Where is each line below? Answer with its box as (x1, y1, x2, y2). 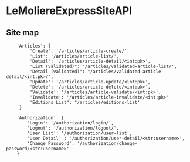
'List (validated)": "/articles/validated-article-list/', (29, 63, 177, 69)
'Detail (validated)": (29, 69, 85, 75)
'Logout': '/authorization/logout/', (27, 125, 119, 131)
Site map (6, 28, 39, 38)
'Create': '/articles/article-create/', (29, 48, 130, 54)
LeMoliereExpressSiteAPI (6, 4, 133, 18)
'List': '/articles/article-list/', (29, 53, 119, 59)
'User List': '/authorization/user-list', (27, 130, 133, 136)
